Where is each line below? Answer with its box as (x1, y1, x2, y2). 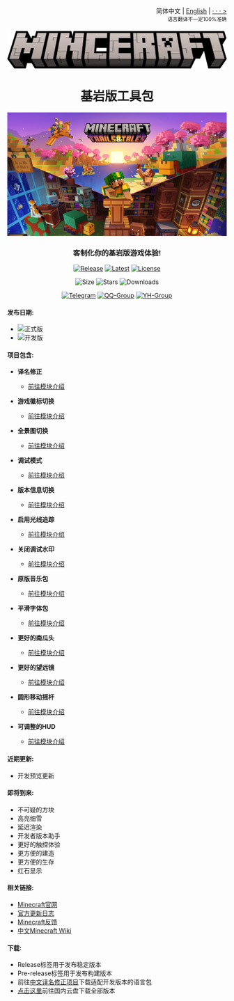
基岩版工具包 (79, 88, 154, 104)
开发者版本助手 (17, 831, 61, 840)
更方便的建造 (17, 849, 54, 857)
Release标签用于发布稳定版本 (17, 961, 102, 969)
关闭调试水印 (17, 545, 54, 553)
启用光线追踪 (17, 515, 54, 524)
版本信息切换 (17, 486, 54, 494)
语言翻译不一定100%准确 (167, 16, 227, 23)
